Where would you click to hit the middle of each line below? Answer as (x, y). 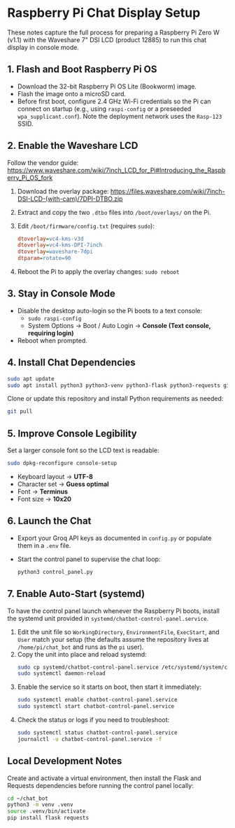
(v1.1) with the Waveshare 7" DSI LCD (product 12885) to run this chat (107, 39)
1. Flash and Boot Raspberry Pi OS (82, 69)
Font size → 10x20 (44, 499)
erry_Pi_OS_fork (30, 178)
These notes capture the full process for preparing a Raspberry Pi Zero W (113, 32)
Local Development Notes (65, 761)
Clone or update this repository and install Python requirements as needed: (115, 399)
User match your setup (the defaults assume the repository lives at (113, 639)
